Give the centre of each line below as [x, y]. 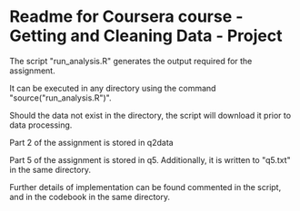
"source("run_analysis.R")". [60, 98]
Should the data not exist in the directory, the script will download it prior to [150, 115]
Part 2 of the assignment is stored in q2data [92, 142]
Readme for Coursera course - [126, 17]
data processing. [41, 125]
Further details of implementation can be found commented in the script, [145, 187]
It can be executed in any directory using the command [113, 88]
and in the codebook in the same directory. [90, 197]
